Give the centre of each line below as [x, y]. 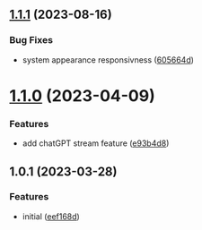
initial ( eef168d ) [51, 216]
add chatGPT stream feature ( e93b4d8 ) [96, 143]
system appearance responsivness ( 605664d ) [108, 60]
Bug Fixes [31, 40]
